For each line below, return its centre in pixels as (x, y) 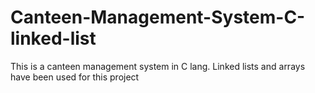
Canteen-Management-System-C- (158, 17)
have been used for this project (75, 77)
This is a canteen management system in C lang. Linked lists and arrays (158, 66)
